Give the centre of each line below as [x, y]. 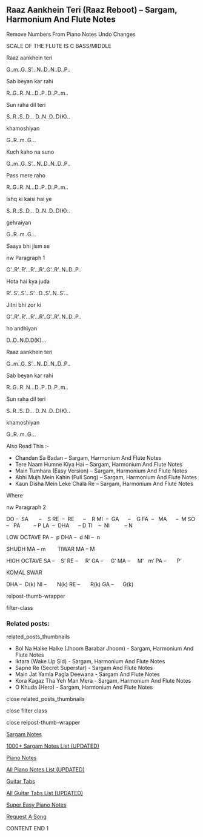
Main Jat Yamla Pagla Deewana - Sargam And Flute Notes [88, 674]
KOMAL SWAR [24, 572]
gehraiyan [19, 222]
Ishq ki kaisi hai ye [29, 199]
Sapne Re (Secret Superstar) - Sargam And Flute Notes [84, 668]
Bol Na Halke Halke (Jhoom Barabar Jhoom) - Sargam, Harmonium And [104, 649]
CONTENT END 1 [28, 828]
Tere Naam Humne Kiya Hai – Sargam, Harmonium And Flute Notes [99, 464]
